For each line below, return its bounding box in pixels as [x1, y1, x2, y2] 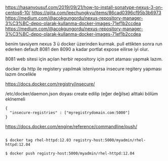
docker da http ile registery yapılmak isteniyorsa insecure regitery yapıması [5, 66, 162, 72]
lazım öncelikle [5, 71, 36, 77]
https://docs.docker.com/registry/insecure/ [5, 81, 95, 87]
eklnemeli [5, 96, 25, 102]
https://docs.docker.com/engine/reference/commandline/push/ [5, 124, 138, 129]
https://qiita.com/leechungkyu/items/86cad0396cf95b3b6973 [31, 10, 161, 16]
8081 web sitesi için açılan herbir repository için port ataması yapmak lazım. [5, 56, 163, 62]
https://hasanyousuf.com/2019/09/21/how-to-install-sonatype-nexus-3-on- [5, 5, 163, 10]
